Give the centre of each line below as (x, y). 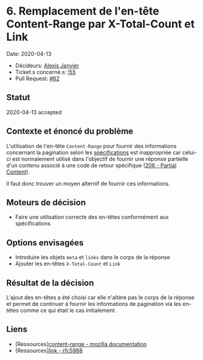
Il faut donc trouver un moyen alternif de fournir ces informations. (88, 183)
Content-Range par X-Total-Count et (101, 24)
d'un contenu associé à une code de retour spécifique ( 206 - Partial (91, 165)
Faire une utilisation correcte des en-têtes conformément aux (92, 217)
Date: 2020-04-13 (29, 53)
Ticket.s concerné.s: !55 (45, 72)
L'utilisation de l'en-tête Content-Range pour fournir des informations (91, 146)
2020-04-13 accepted (34, 112)
